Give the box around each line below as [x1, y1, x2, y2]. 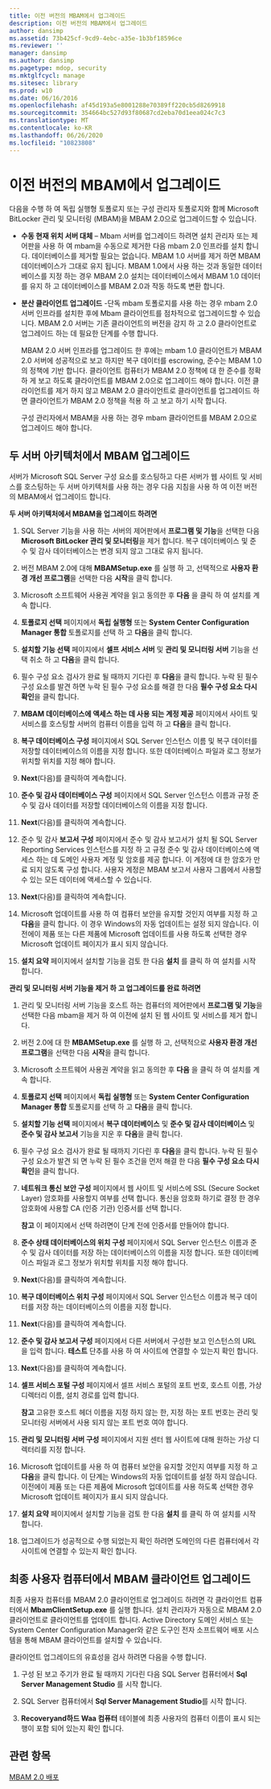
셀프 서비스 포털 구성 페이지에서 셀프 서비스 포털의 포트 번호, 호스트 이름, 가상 [20, 1381, 262, 1390]
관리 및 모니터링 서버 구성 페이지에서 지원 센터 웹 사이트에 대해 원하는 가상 [20, 1434, 252, 1444]
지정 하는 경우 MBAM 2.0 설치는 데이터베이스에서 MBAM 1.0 [48, 271, 240, 281]
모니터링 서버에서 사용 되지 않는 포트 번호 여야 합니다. [20, 1418, 188, 1427]
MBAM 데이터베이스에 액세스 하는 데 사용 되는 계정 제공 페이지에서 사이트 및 [20, 709, 258, 719]
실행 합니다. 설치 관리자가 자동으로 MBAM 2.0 [117, 1605, 262, 1615]
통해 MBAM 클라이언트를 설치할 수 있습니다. [23, 1635, 162, 1645]
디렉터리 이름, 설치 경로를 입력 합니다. [20, 1390, 139, 1400]
